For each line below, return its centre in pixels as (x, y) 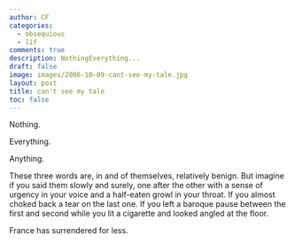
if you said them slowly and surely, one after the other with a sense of (136, 186)
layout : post (33, 83)
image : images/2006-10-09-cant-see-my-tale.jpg (99, 75)
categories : (31, 26)
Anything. (27, 159)
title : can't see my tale (57, 91)
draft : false (33, 67)
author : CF (29, 17)
